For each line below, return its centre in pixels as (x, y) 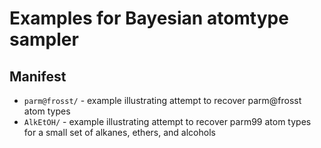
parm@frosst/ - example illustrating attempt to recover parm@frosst (162, 100)
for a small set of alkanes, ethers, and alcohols (119, 132)
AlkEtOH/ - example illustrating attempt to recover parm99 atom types (167, 121)
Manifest (38, 76)
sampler (44, 39)
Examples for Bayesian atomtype (149, 18)
